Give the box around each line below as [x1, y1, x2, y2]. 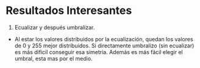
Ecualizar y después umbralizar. [14, 24, 95, 31]
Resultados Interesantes [5, 4, 132, 18]
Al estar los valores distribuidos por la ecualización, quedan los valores [14, 35, 193, 42]
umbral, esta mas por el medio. [14, 55, 93, 62]
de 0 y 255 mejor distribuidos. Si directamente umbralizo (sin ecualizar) [14, 42, 195, 49]
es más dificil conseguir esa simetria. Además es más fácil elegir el [14, 48, 184, 55]
